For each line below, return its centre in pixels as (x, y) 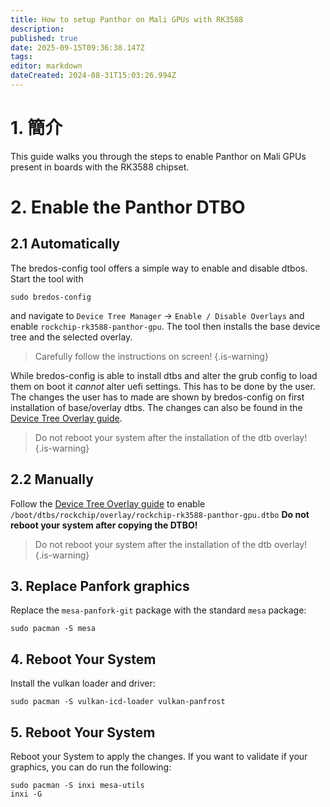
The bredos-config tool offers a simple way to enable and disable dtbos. (159, 268)
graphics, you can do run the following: (91, 767)
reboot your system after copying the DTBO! (104, 525)
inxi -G (26, 794)
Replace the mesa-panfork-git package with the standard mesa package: (158, 610)
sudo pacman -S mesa (53, 629)
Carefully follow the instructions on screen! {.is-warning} (151, 356)
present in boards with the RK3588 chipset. (100, 167)
